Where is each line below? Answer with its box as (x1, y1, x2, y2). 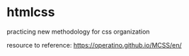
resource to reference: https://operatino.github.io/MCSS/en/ (6, 41, 182, 49)
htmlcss (6, 4, 55, 20)
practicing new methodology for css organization (6, 27, 150, 36)
